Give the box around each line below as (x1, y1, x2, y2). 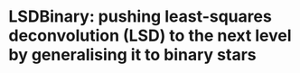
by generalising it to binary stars (8, 45, 257, 65)
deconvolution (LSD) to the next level (8, 25, 292, 46)
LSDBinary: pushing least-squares (8, 6, 272, 27)
